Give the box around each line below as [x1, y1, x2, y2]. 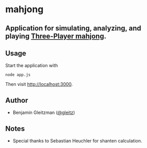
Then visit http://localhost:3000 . [5, 81, 73, 87]
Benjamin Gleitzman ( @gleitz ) [12, 109, 76, 115]
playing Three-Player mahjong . [5, 32, 107, 40]
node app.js [5, 72, 31, 77]
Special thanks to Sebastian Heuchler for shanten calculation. [12, 138, 142, 144]
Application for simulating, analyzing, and [5, 24, 141, 33]
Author [5, 96, 28, 105]
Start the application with [5, 63, 58, 69]
